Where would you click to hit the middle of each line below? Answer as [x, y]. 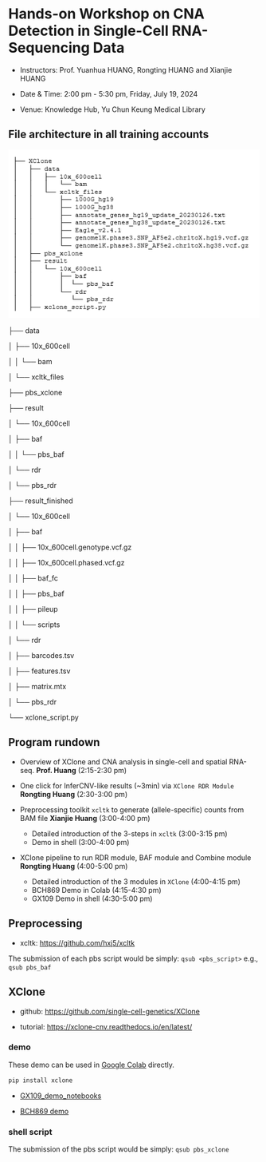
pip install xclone [41, 1080]
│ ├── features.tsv [39, 671]
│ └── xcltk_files [36, 377]
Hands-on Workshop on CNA [106, 14]
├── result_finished [41, 501]
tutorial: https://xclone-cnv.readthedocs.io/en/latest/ [106, 1026]
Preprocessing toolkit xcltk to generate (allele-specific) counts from [132, 809]
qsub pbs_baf [30, 967]
